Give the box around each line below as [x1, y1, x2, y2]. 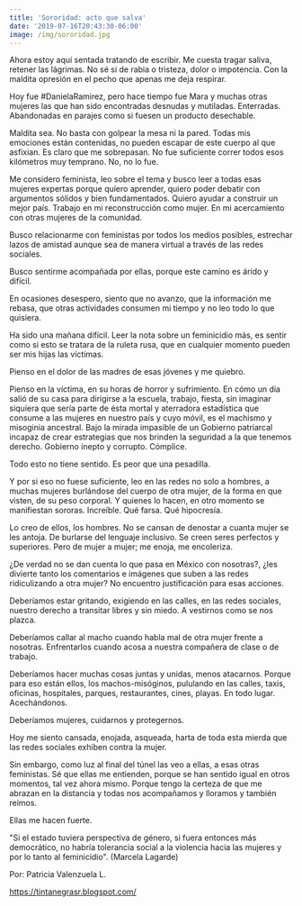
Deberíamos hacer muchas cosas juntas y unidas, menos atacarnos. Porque [9, 668, 292, 680]
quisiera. [9, 313, 42, 323]
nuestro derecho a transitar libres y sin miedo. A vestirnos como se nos [9, 605, 274, 616]
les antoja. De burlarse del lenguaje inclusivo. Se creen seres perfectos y [9, 532, 280, 543]
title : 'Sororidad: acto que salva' [9, 13, 147, 23]
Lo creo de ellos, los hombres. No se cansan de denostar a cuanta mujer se [9, 522, 289, 533]
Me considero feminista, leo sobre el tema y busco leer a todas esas [9, 174, 262, 185]
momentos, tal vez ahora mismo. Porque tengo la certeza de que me [9, 778, 262, 789]
